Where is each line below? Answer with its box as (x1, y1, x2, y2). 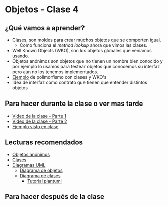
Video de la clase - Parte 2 (12, 118, 67, 124)
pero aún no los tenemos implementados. (12, 69, 99, 75)
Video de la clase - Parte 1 (12, 113, 66, 119)
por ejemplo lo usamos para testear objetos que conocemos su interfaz (12, 64, 160, 69)
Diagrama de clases (19, 172, 61, 179)
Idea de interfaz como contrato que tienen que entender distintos (12, 79, 148, 85)
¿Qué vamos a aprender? (5, 24, 85, 32)
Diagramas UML (12, 162, 46, 168)
